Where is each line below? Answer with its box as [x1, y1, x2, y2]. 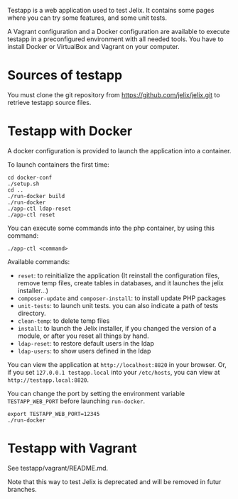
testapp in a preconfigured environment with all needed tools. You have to [7, 35, 224, 43]
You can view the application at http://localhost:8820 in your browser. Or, [7, 360, 227, 368]
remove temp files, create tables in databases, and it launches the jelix [17, 278, 224, 287]
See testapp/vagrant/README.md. [7, 464, 109, 472]
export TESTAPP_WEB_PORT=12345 [7, 410, 100, 417]
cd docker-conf [7, 174, 53, 181]
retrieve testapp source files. [7, 98, 92, 106]
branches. [7, 485, 37, 493]
